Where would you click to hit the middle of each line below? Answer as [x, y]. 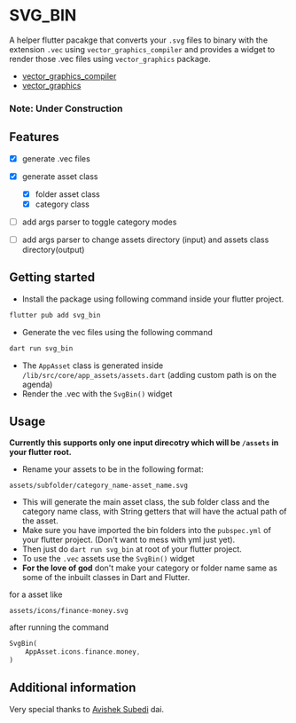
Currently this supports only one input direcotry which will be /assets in [144, 443]
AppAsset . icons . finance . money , [83, 652]
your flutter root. [41, 452]
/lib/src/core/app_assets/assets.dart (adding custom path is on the [149, 374]
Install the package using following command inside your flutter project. [153, 299]
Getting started [52, 277]
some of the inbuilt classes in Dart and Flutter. [106, 578]
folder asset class [67, 194]
